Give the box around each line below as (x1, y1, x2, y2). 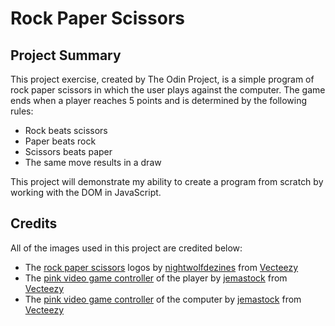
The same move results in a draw (24, 157, 162, 168)
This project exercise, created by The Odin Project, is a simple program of (10, 73, 315, 85)
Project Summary (10, 47, 122, 64)
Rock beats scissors (24, 125, 108, 136)
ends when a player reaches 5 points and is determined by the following (10, 95, 308, 106)
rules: (10, 105, 34, 117)
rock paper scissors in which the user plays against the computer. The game (10, 84, 326, 96)
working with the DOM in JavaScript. (10, 187, 162, 198)
